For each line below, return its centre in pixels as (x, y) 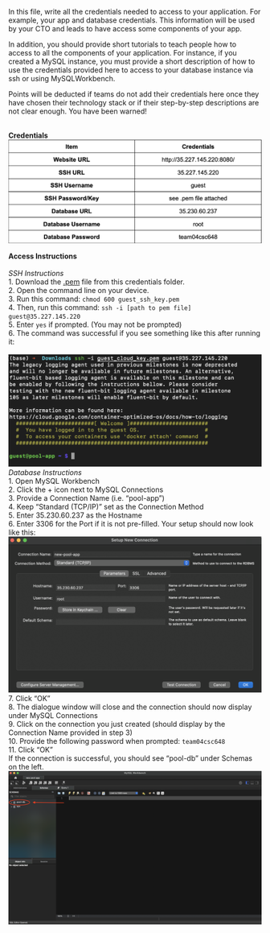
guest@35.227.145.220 (45, 317)
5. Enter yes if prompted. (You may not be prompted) (95, 324)
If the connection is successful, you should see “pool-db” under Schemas (131, 758)
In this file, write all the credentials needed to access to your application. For (135, 12)
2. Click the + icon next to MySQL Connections (86, 489)
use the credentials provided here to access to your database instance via (131, 70)
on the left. (26, 766)
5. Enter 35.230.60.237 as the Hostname (76, 515)
